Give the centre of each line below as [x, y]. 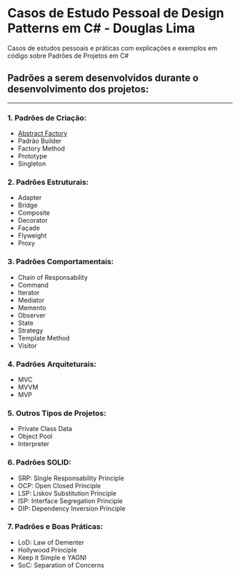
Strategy [30, 330]
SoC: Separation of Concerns [61, 565]
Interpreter [34, 444]
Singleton [32, 164]
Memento [32, 308]
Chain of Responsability [52, 277]
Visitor [27, 345]
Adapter [30, 198]
